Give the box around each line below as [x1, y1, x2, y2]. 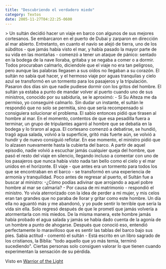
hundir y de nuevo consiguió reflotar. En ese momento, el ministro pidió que [5, 137, 161, 143]
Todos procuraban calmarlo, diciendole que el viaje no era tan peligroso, [5, 62, 154, 68]
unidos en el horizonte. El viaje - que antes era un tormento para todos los [5, 163, 158, 169]
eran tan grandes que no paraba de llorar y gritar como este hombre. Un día [5, 195, 161, 201]
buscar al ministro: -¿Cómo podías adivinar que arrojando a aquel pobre [5, 179, 153, 185]
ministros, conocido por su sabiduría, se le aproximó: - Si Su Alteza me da [5, 94, 157, 100]
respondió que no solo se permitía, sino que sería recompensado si [5, 105, 144, 111]
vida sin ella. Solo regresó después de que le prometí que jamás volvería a [5, 206, 158, 212]
